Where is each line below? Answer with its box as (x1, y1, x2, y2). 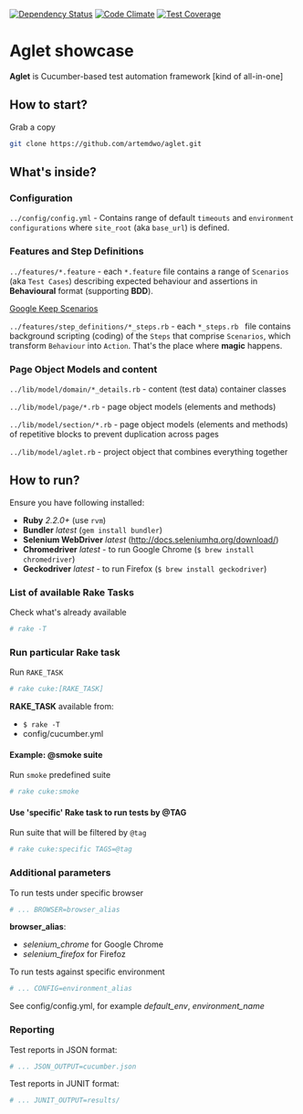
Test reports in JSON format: (9, 1044, 118, 1055)
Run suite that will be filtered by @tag (9, 827, 147, 838)
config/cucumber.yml (22, 729, 104, 740)
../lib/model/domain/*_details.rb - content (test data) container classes (9, 384, 287, 394)
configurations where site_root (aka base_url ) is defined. (9, 222, 230, 233)
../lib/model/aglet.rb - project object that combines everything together (9, 446, 288, 457)
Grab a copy (9, 121, 57, 132)
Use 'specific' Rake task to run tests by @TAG (9, 806, 187, 817)
